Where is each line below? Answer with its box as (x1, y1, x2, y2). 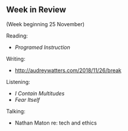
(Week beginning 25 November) (6, 20, 85, 27)
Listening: (6, 78, 30, 85)
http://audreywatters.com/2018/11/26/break (14, 67, 122, 74)
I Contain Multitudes (14, 89, 65, 97)
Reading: (6, 32, 28, 39)
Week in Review (6, 5, 67, 15)
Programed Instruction (14, 43, 70, 51)
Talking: (6, 107, 26, 115)
